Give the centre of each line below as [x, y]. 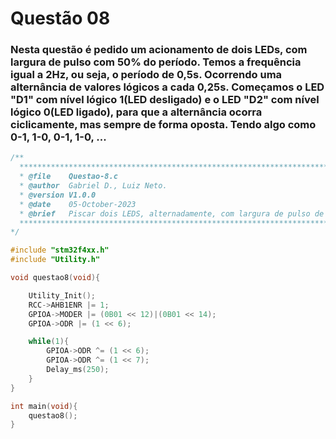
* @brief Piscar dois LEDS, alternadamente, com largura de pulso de [172, 213]
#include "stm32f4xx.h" [60, 250]
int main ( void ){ [44, 406]
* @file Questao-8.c [68, 177]
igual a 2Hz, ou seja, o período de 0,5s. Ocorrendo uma [146, 75]
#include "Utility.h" [55, 260]
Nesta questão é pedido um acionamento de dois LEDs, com [159, 50]
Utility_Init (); [62, 295]
